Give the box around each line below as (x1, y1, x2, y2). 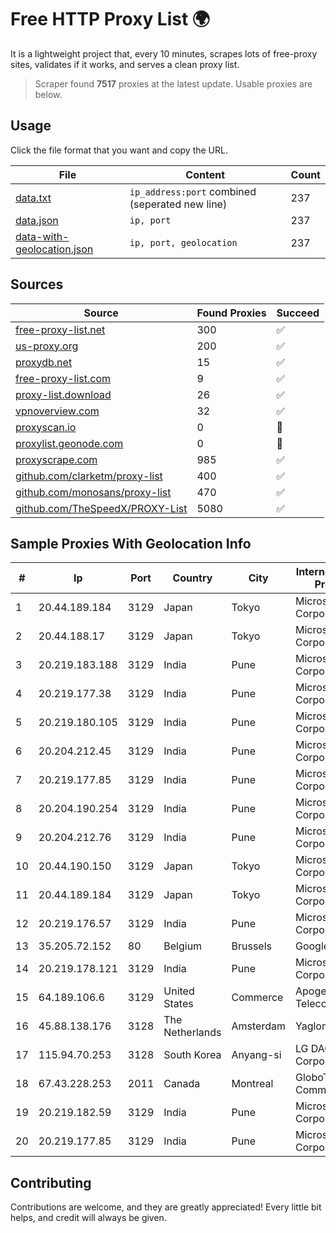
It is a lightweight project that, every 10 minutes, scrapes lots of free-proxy (10, 47, 318, 60)
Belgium (163, 939, 203, 953)
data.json (15, 213, 59, 227)
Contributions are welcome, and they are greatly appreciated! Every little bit (10, 1201, 322, 1213)
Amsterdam (231, 1019, 286, 1033)
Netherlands (163, 1026, 222, 1040)
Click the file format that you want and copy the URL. (10, 144, 228, 156)
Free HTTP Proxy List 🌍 (10, 8, 211, 31)
